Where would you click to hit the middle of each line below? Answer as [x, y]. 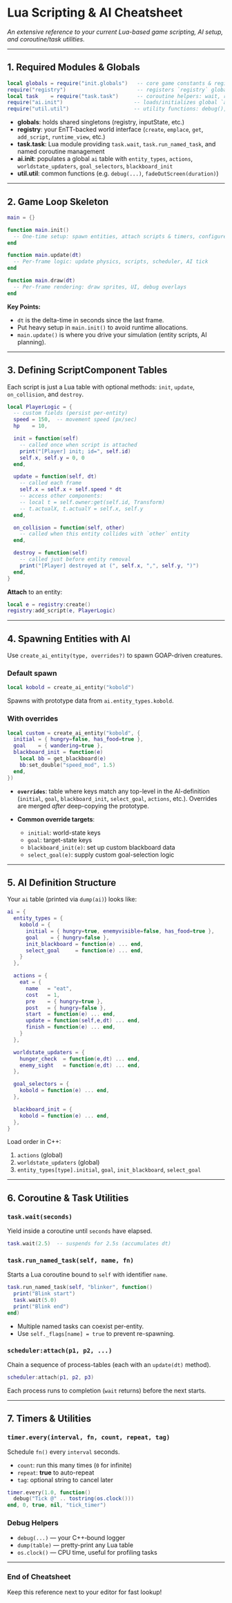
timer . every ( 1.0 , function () [49, 1493]
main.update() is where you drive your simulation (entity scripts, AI [112, 334]
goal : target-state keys [60, 839]
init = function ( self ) [46, 438]
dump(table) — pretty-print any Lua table [75, 1545]
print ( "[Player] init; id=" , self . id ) [75, 451]
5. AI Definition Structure [62, 883]
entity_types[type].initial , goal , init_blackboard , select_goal [109, 1170]
